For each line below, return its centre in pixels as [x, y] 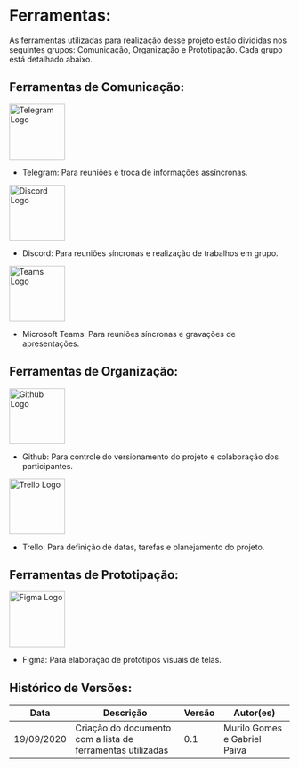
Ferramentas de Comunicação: [97, 87]
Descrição [125, 713]
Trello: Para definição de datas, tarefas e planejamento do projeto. [143, 547]
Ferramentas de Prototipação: [94, 575]
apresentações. [51, 343]
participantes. [48, 466]
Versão [199, 713]
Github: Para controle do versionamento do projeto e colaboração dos [150, 457]
